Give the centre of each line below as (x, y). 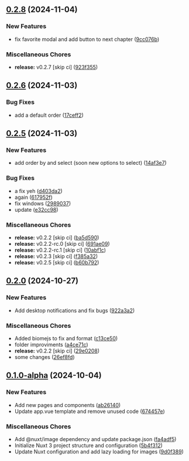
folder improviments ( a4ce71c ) (51, 344)
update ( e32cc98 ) (36, 209)
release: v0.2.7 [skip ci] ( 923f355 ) (56, 67)
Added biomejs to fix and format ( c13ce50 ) (66, 338)
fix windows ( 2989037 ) (43, 203)
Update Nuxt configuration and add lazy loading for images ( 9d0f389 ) (99, 452)
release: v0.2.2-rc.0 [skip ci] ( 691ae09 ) (62, 243)
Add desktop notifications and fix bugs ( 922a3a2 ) (75, 310)
